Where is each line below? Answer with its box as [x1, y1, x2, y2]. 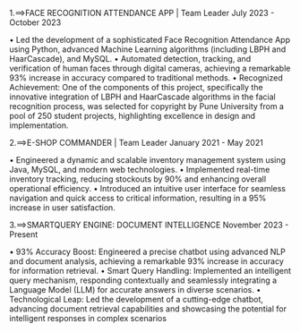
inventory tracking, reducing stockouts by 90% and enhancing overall [9, 174, 267, 184]
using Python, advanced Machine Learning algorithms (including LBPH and [9, 44, 287, 55]
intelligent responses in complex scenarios [9, 313, 167, 323]
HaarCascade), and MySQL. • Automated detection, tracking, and [9, 54, 252, 64]
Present [9, 229, 39, 240]
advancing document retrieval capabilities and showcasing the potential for [9, 303, 287, 314]
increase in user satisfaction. [9, 202, 116, 213]
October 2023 [9, 17, 62, 28]
